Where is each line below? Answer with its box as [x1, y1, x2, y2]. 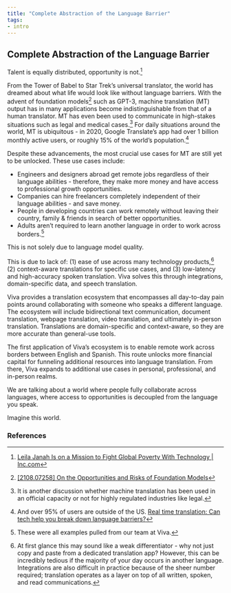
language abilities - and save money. [16, 199, 122, 208]
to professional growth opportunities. [16, 184, 122, 193]
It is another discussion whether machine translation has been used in [16, 487, 216, 495]
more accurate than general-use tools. [7, 330, 116, 338]
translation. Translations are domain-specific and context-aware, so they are [7, 322, 224, 331]
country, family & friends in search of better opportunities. [16, 214, 182, 222]
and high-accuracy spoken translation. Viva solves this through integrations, [7, 272, 223, 281]
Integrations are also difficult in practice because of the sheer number [16, 563, 216, 572]
